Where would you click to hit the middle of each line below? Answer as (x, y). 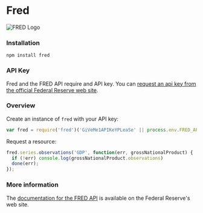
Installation (23, 43)
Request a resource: (31, 141)
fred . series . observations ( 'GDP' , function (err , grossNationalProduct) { (100, 152)
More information (32, 185)
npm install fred (28, 56)
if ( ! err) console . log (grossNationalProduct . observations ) (88, 158)
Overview (21, 106)
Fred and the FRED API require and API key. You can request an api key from (101, 84)
